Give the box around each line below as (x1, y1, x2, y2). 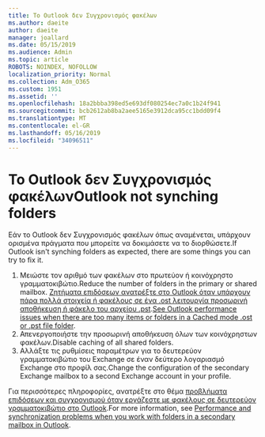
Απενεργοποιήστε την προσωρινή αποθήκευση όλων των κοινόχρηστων (19, 330, 258, 339)
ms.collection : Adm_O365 (8, 77, 90, 85)
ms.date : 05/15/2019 (8, 41, 77, 49)
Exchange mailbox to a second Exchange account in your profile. (19, 371, 232, 381)
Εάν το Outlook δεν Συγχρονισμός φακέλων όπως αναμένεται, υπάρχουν (8, 230, 252, 239)
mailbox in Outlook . (8, 420, 71, 430)
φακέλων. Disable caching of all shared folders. (19, 337, 174, 348)
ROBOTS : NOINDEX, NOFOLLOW (8, 63, 97, 71)
